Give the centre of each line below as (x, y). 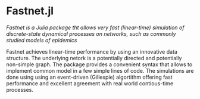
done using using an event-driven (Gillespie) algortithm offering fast (89, 77)
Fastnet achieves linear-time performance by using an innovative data (92, 51)
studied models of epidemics (42, 40)
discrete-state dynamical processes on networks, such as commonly (91, 33)
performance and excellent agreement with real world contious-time (90, 83)
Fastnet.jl (30, 11)
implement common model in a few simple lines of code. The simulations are (100, 70)
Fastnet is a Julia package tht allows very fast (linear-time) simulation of (95, 27)
